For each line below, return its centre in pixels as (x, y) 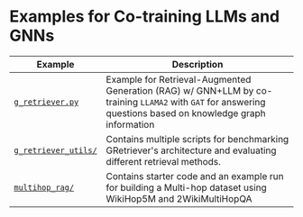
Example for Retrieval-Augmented (179, 79)
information (130, 124)
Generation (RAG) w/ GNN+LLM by (180, 90)
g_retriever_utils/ (55, 150)
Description (197, 64)
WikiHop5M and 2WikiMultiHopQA (179, 198)
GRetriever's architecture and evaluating (191, 150)
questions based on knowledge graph (186, 113)
